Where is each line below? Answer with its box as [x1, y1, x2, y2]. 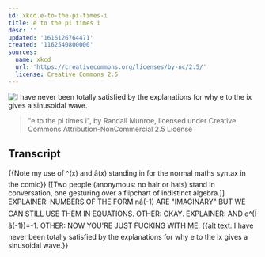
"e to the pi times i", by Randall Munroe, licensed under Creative [27, 115, 237, 125]
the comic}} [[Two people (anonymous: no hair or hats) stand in [8, 180, 215, 190]
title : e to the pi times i [8, 19, 101, 27]
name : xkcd [15, 56, 51, 64]
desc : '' [8, 26, 37, 34]
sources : [8, 48, 37, 56]
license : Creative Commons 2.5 [15, 70, 119, 78]
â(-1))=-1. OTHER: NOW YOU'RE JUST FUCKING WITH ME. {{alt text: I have [8, 221, 254, 230]
